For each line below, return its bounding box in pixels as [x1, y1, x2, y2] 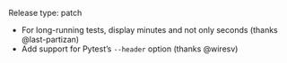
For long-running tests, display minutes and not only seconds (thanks [21, 25, 279, 35]
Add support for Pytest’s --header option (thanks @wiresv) [21, 43, 239, 54]
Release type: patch [8, 8, 83, 18]
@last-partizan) [21, 35, 80, 44]
